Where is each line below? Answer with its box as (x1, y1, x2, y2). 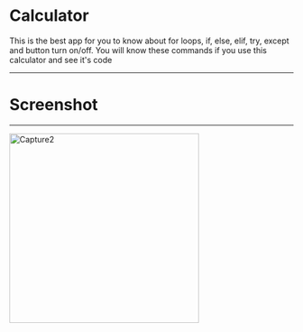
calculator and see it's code (9, 54, 113, 65)
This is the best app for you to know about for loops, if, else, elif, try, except (9, 35, 290, 46)
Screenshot (9, 95, 98, 115)
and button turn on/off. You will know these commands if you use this (9, 44, 268, 55)
